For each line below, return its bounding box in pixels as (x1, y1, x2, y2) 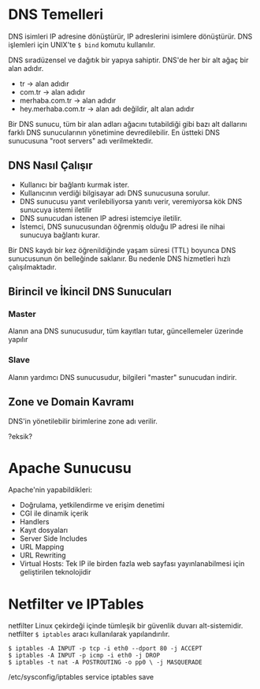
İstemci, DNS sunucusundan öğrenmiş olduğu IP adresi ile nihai (19, 222, 225, 231)
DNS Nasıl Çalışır (8, 159, 93, 173)
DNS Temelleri (8, 6, 104, 24)
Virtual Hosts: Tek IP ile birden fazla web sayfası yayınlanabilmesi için (19, 559, 245, 568)
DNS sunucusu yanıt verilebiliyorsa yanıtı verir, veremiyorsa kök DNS (19, 196, 243, 206)
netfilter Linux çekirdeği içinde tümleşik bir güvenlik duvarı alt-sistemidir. (8, 621, 243, 631)
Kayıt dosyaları (19, 526, 69, 535)
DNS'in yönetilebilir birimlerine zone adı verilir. (8, 416, 158, 426)
